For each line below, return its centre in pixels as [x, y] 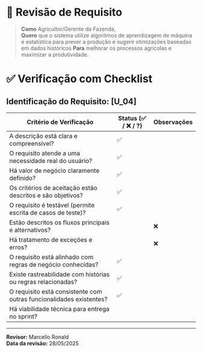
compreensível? [32, 143]
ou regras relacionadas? [43, 282]
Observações [173, 122]
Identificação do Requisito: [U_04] [72, 101]
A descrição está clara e [44, 136]
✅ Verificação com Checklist [79, 79]
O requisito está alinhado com [51, 257]
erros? [18, 247]
